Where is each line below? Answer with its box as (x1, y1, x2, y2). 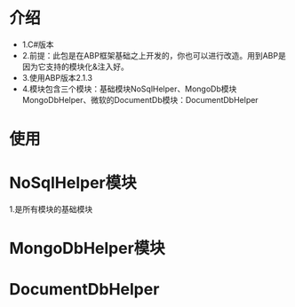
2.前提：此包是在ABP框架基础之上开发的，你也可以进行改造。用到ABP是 (21, 50, 286, 60)
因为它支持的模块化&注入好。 (21, 61, 129, 72)
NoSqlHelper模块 (9, 173, 138, 193)
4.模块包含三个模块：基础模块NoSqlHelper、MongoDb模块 (21, 83, 237, 94)
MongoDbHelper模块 (9, 239, 166, 258)
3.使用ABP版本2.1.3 (21, 72, 93, 83)
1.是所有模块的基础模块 (9, 204, 93, 215)
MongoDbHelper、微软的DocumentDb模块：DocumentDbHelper (21, 94, 259, 105)
